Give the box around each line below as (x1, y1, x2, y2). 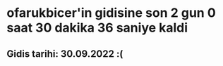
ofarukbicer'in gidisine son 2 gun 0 (6, 5, 216, 21)
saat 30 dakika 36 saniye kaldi (6, 20, 188, 36)
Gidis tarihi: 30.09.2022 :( (6, 48, 123, 60)
